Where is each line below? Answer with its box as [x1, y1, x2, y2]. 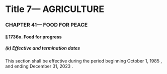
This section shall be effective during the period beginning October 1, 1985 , [5, 57, 162, 63]
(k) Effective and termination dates [5, 45, 80, 51]
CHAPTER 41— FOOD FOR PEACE [5, 21, 88, 28]
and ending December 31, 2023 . [5, 63, 73, 69]
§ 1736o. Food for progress [5, 33, 62, 39]
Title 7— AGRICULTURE [5, 3, 105, 15]
